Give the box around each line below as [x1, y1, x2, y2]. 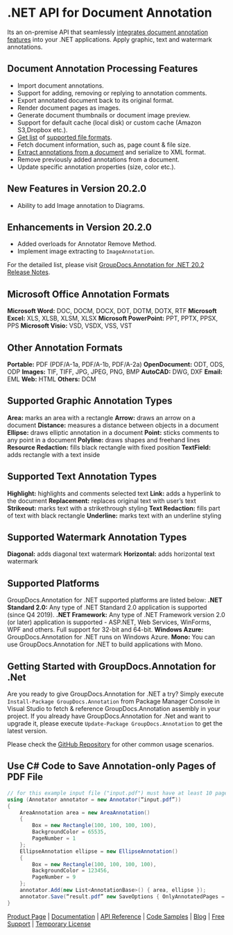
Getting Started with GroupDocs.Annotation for [7, 660, 216, 672]
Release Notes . [7, 268, 51, 276]
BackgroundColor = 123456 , [32, 868, 110, 874]
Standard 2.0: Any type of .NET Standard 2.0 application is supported [7, 603, 207, 612]
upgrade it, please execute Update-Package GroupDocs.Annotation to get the [7, 719, 223, 728]
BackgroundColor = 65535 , [32, 829, 107, 836]
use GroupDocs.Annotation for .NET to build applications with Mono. [7, 640, 203, 648]
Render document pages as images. [17, 103, 121, 112]
